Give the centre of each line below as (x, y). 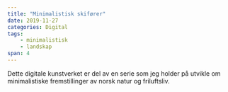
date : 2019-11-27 (33, 21)
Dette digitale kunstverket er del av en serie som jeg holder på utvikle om (114, 73)
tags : (15, 34)
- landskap (36, 47)
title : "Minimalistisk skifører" (57, 14)
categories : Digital (38, 27)
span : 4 (19, 54)
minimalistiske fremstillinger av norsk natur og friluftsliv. (89, 81)
